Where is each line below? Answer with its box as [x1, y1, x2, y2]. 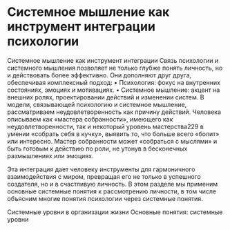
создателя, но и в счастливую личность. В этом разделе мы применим [7, 180, 218, 188]
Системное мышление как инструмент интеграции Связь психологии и [7, 56, 219, 64]
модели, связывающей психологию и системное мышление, [7, 100, 187, 108]
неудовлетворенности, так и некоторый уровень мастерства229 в [7, 122, 204, 131]
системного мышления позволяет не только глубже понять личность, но [7, 64, 223, 72]
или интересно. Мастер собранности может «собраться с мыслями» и [7, 137, 218, 145]
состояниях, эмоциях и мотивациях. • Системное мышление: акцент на [7, 86, 220, 94]
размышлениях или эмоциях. [7, 151, 94, 160]
